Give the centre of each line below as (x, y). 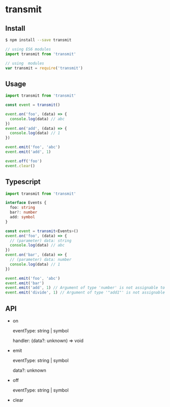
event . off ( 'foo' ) (24, 161)
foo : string (23, 208)
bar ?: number (24, 212)
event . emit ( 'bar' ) (25, 283)
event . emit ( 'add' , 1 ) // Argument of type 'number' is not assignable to (85, 288)
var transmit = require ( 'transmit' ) (44, 68)
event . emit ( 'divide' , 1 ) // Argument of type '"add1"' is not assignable (85, 292)
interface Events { (26, 203)
